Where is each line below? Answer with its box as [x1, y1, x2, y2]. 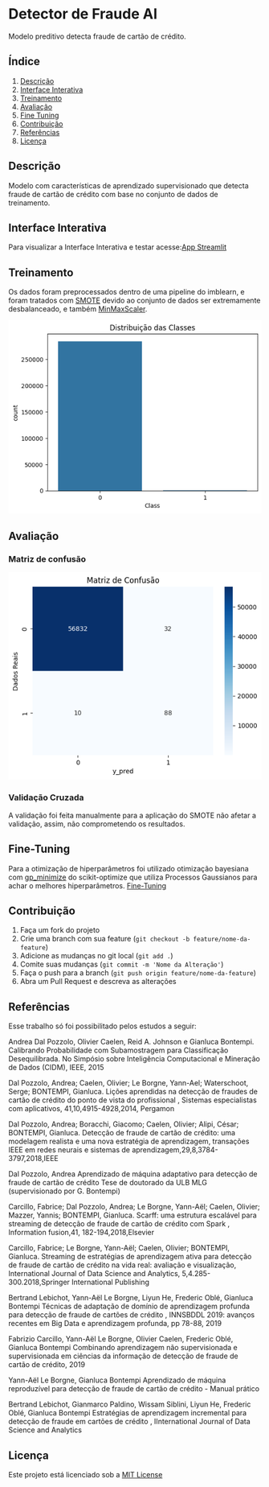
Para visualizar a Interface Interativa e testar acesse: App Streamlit [8, 242, 227, 252]
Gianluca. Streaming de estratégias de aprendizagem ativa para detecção [8, 1252, 252, 1262]
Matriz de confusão [8, 553, 87, 564]
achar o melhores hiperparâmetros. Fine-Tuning [8, 880, 167, 890]
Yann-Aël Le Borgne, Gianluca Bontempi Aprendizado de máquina [8, 1375, 226, 1385]
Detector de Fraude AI [8, 5, 158, 23]
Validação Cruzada [8, 792, 84, 803]
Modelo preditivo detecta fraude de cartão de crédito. [8, 31, 186, 41]
